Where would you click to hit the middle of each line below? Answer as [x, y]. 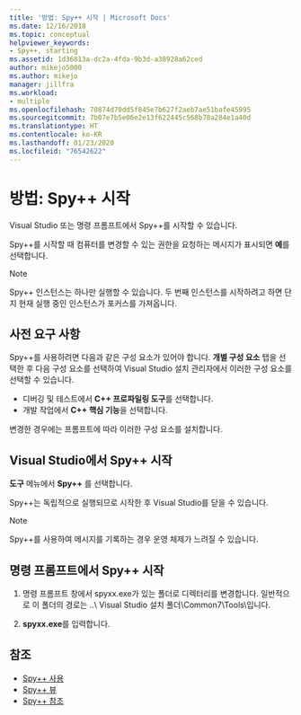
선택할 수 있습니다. [42, 380]
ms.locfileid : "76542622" [58, 151]
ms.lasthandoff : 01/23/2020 [62, 143]
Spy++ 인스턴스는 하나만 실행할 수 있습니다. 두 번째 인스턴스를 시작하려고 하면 [146, 292]
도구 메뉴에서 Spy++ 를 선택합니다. [71, 484]
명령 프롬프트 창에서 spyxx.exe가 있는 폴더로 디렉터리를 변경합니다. [140, 593]
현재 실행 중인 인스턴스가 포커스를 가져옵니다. [98, 303]
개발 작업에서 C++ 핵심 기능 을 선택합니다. [95, 410]
